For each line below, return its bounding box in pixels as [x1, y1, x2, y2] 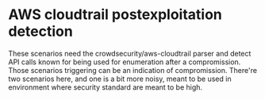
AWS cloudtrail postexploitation [8, 6, 222, 24]
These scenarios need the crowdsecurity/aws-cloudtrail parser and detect [8, 48, 252, 58]
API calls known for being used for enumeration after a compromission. [8, 57, 241, 67]
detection [8, 22, 73, 40]
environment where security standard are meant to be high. [8, 82, 203, 92]
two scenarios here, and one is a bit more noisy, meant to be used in [8, 74, 232, 83]
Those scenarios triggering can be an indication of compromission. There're [8, 65, 258, 75]
